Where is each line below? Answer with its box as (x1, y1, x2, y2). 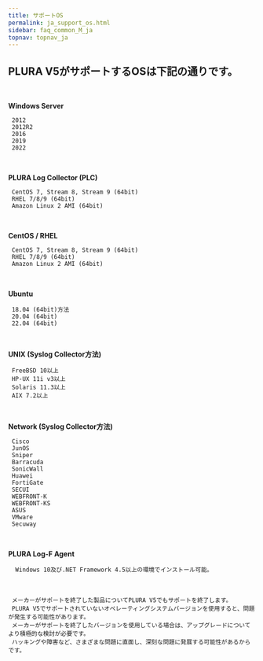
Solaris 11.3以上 (11, 383, 66, 392)
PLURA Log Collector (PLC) (8, 173, 98, 183)
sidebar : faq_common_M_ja (8, 26, 93, 34)
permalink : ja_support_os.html (8, 19, 111, 27)
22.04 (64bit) (11, 319, 58, 327)
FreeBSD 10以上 (11, 367, 59, 375)
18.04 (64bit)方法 (11, 306, 70, 314)
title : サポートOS (8, 11, 64, 20)
